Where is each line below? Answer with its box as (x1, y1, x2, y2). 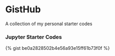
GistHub (5, 4, 41, 15)
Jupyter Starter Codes (5, 33, 62, 41)
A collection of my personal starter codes (5, 21, 93, 27)
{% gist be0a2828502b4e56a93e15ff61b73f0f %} (5, 45, 110, 51)
